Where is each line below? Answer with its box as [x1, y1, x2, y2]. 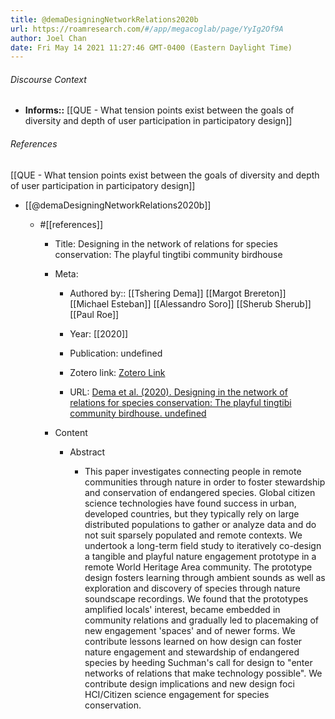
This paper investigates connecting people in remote [84, 465, 302, 477]
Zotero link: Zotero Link [69, 366, 166, 378]
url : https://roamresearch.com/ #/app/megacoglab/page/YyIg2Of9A [10, 24, 284, 34]
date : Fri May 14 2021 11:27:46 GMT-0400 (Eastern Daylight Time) [10, 42, 293, 53]
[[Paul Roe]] [69, 308, 120, 320]
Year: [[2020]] [69, 327, 129, 340]
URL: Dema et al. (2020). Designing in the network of [69, 386, 288, 398]
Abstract [69, 446, 106, 458]
